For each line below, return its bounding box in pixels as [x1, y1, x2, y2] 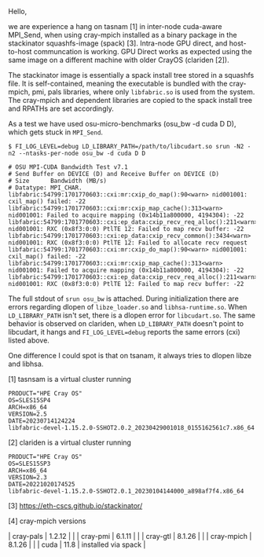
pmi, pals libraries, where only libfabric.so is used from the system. [31, 87, 255, 97]
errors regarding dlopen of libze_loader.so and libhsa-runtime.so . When [8, 302, 247, 311]
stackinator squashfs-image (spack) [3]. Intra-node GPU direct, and [8, 38, 228, 48]
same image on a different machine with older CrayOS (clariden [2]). [8, 55, 229, 64]
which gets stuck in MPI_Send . [8, 127, 104, 137]
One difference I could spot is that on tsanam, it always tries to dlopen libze [8, 351, 252, 360]
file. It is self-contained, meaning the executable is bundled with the [8, 79, 228, 88]
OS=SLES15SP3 [8, 460, 51, 467]
